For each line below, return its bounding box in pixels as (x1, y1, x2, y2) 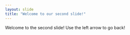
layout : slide (5, 7, 34, 12)
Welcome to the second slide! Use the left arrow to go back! (5, 24, 126, 30)
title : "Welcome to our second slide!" (5, 12, 86, 16)
